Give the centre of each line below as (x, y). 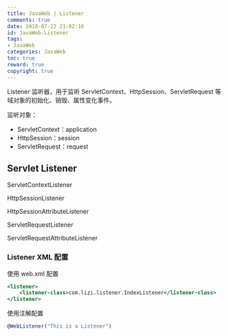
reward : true (26, 65)
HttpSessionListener (36, 198)
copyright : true (30, 71)
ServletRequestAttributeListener (53, 238)
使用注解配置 (25, 313)
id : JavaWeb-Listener (38, 33)
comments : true (29, 20)
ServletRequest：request (53, 146)
